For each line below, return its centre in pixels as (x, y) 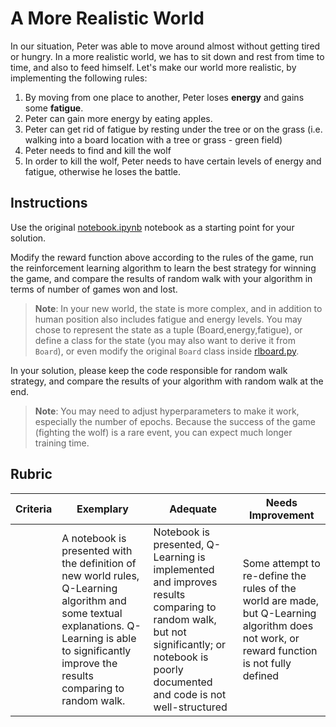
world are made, (281, 600)
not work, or (271, 638)
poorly (168, 669)
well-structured (190, 707)
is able (121, 638)
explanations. (93, 625)
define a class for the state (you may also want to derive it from (165, 340)
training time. (62, 443)
